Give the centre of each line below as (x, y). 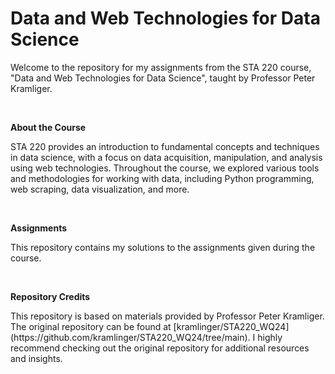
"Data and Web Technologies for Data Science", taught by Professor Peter (163, 78)
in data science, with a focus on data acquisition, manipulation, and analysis (166, 157)
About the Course (48, 127)
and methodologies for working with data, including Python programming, (162, 178)
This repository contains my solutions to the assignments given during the (163, 247)
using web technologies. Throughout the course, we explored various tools (165, 168)
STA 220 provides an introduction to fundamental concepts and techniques (165, 146)
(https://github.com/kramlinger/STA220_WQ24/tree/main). (130, 337)
